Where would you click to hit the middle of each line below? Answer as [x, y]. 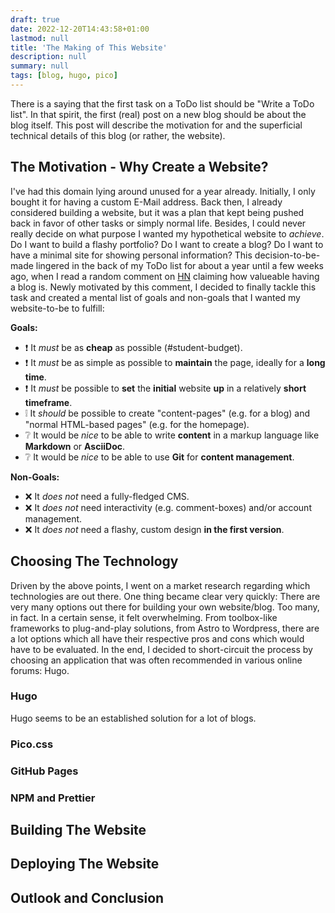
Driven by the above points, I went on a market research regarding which [160, 585]
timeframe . [48, 402]
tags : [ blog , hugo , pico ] [64, 76]
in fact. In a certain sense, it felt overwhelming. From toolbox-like [144, 617]
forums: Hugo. [40, 670]
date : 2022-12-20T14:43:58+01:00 [80, 29]
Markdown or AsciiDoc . [75, 446]
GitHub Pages [44, 771]
